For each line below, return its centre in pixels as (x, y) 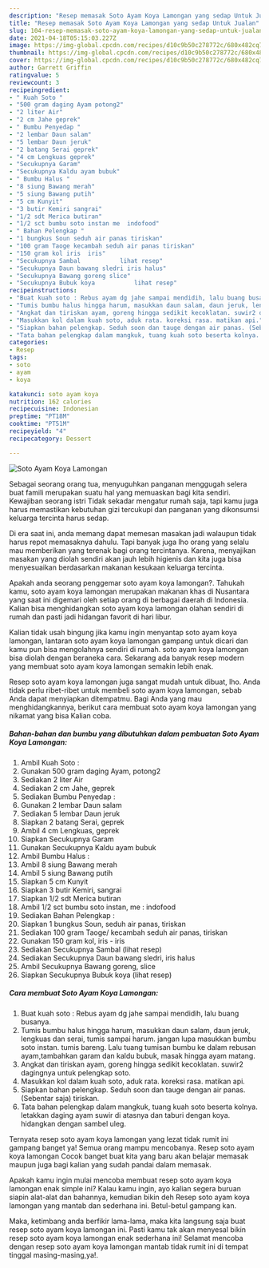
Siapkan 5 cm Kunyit (54, 881)
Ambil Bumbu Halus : (55, 856)
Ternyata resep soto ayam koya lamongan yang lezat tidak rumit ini (119, 1139)
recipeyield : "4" (38, 431)
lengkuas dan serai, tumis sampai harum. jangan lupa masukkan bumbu (138, 1039)
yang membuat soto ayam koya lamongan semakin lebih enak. (111, 666)
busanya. (36, 1022)
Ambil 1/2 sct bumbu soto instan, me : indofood (98, 907)
